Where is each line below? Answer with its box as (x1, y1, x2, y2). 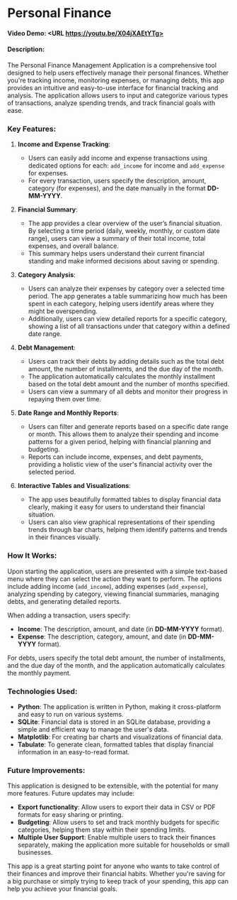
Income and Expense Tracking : (17, 140, 111, 148)
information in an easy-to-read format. (17, 747, 130, 756)
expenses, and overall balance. (28, 242, 119, 250)
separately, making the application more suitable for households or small (17, 840, 230, 850)
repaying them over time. (28, 395, 101, 403)
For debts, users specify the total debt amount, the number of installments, (7, 654, 226, 662)
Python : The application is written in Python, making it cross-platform (17, 702, 221, 711)
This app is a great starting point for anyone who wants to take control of (7, 862, 220, 871)
